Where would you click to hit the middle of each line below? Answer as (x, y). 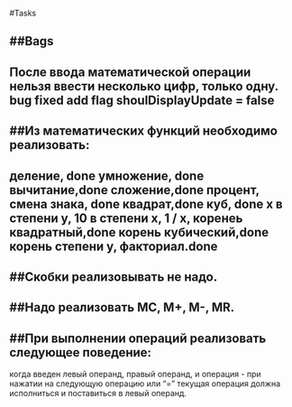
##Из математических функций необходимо (143, 131)
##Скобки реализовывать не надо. (114, 277)
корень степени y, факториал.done (114, 246)
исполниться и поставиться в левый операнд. (98, 393)
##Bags (32, 41)
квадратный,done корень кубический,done (139, 232)
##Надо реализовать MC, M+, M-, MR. (122, 307)
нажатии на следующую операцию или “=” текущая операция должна (145, 384)
